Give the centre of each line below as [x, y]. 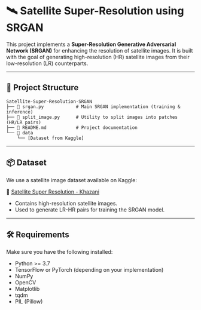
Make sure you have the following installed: [60, 252]
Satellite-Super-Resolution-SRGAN [49, 102]
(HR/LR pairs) [24, 122]
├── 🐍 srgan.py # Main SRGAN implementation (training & [93, 107]
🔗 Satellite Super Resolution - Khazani [53, 192]
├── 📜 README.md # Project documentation [72, 128]
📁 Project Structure [42, 88]
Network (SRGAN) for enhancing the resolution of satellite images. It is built [100, 50]
